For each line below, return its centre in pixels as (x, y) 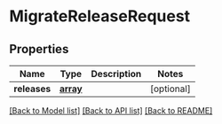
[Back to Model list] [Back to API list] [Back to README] (111, 111)
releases (32, 89)
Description (116, 74)
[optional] (170, 89)
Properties (39, 49)
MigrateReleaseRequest (100, 16)
